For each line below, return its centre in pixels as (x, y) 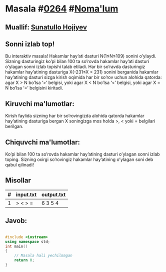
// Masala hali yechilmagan (43, 255)
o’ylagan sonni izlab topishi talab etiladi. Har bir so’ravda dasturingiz (75, 67)
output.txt (54, 194)
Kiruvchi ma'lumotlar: (40, 104)
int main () (16, 246)
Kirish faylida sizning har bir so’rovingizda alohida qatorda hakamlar (75, 116)
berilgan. (14, 126)
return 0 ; (24, 260)
